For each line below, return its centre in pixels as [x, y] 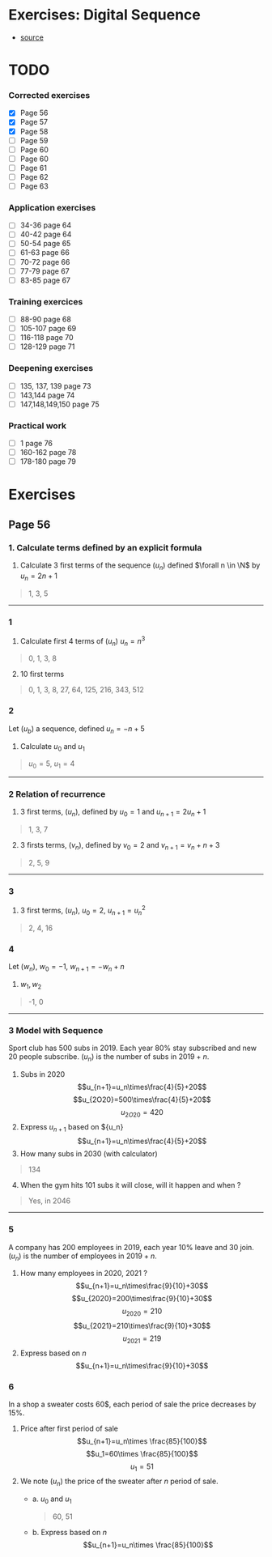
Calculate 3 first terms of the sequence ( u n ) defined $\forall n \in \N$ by [140, 566]
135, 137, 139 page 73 [55, 385]
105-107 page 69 [48, 329]
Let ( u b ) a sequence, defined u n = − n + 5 [77, 729]
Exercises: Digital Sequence [104, 15]
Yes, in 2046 [49, 1201]
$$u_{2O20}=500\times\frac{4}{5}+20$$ [142, 1100]
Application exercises [52, 207]
